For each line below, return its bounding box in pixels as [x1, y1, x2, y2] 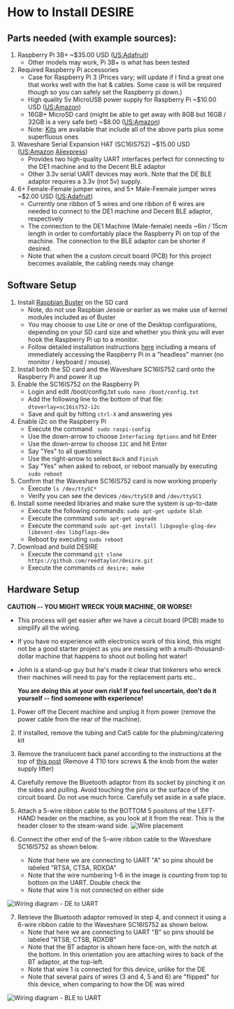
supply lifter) [17, 764, 54, 773]
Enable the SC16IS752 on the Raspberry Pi [17, 380, 140, 388]
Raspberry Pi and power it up [17, 372, 102, 380]
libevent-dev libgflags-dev [27, 528, 110, 536]
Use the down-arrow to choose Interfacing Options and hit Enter [27, 432, 217, 440]
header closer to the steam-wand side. [17, 821, 129, 830]
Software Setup [7, 280, 77, 291]
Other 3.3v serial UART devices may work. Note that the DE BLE [27, 170, 212, 178]
